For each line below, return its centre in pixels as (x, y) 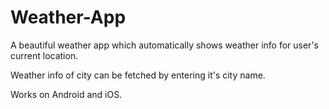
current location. (44, 55)
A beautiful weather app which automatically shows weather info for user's (164, 45)
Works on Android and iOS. (66, 94)
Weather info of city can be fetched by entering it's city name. (138, 75)
